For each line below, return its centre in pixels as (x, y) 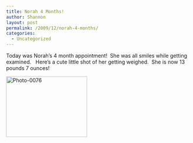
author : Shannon (26, 17)
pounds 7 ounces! (28, 68)
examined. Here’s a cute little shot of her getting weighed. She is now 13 (96, 62)
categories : (21, 34)
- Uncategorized (31, 39)
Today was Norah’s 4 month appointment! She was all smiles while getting (96, 56)
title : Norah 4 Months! (35, 11)
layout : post (22, 22)
